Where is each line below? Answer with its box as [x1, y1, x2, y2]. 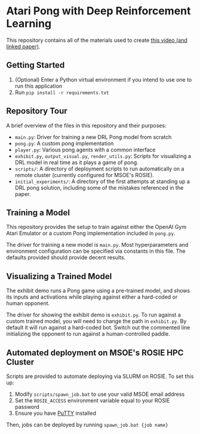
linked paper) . [6, 43, 41, 50]
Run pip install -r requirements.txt [14, 88, 109, 96]
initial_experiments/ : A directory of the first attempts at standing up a [14, 178, 190, 185]
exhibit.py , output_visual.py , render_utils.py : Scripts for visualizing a [14, 152, 192, 159]
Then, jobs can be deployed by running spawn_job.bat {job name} [6, 421, 168, 428]
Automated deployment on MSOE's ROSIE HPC [6, 348, 184, 358]
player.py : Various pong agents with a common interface [14, 146, 156, 153]
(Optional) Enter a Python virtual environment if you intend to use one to [14, 76, 192, 83]
